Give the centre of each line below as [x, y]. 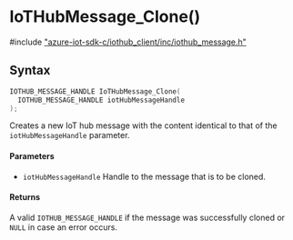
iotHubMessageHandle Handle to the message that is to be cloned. [144, 176]
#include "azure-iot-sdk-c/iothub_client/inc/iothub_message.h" [128, 42]
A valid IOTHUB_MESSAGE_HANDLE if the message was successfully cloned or [147, 217]
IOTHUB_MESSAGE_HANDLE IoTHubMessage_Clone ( [95, 91]
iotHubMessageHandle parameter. [70, 135]
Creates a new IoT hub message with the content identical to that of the [143, 125]
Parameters [32, 155]
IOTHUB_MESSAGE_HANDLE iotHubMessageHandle [101, 100]
